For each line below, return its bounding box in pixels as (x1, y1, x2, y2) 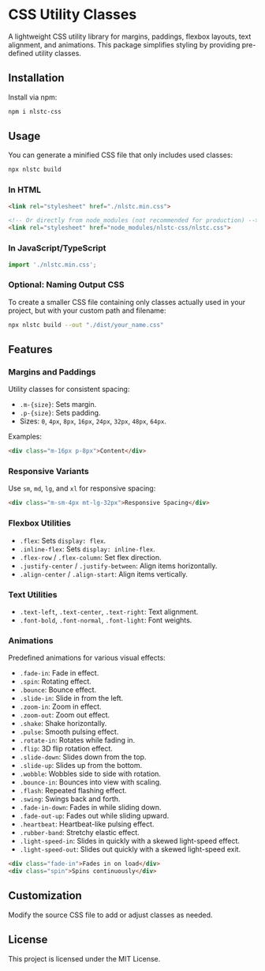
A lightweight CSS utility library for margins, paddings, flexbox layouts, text (8, 32, 252, 41)
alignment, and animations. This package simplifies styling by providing (8, 40, 241, 49)
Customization (8, 889, 83, 902)
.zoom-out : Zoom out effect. (19, 710, 110, 720)
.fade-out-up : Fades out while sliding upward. (19, 811, 170, 821)
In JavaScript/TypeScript (8, 243, 106, 254)
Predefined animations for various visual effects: (8, 653, 166, 663)
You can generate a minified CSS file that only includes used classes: (8, 150, 233, 160)
